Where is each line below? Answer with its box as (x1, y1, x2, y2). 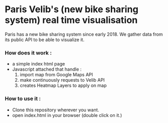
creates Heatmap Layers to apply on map (19, 82, 107, 88)
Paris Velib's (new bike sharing (5, 4, 139, 15)
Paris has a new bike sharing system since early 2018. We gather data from (5, 31, 163, 37)
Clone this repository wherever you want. (12, 107, 100, 113)
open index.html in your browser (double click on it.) (12, 112, 122, 118)
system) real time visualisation (5, 14, 138, 26)
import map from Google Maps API (19, 72, 93, 78)
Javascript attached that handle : (12, 66, 82, 72)
